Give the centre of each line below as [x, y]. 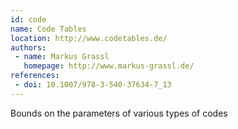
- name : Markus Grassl [62, 57]
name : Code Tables [48, 29]
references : [35, 76]
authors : [28, 47]
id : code [28, 19]
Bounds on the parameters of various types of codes [119, 113]
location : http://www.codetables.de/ [89, 38]
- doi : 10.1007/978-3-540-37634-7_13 [93, 85]
